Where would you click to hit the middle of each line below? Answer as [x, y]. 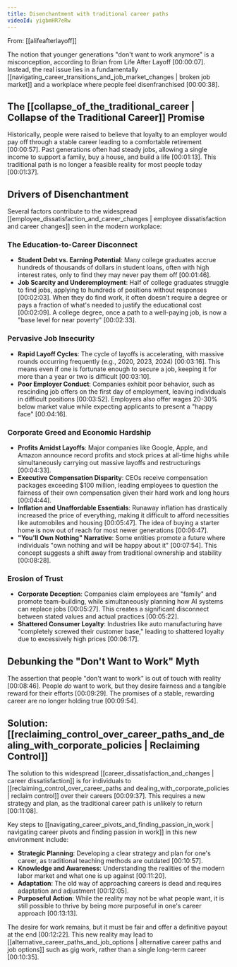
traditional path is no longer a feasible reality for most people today [105, 165]
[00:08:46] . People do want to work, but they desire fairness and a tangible [117, 686]
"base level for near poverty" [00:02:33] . [77, 320]
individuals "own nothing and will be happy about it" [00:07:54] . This [117, 546]
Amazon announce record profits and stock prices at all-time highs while [123, 455]
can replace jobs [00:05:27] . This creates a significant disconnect [113, 609]
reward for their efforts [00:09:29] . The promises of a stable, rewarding [111, 693]
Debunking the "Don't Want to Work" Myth [103, 661]
